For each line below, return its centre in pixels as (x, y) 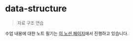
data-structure (36, 9)
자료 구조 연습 (30, 23)
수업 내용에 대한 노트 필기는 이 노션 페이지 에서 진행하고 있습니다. (67, 33)
